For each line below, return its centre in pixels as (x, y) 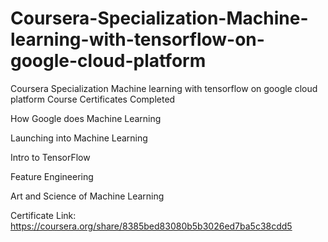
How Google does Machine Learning (86, 118)
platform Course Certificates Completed (93, 99)
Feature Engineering (52, 176)
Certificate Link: (43, 215)
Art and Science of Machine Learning (87, 196)
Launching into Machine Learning (79, 138)
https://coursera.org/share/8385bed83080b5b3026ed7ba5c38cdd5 (151, 226)
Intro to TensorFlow (50, 157)
